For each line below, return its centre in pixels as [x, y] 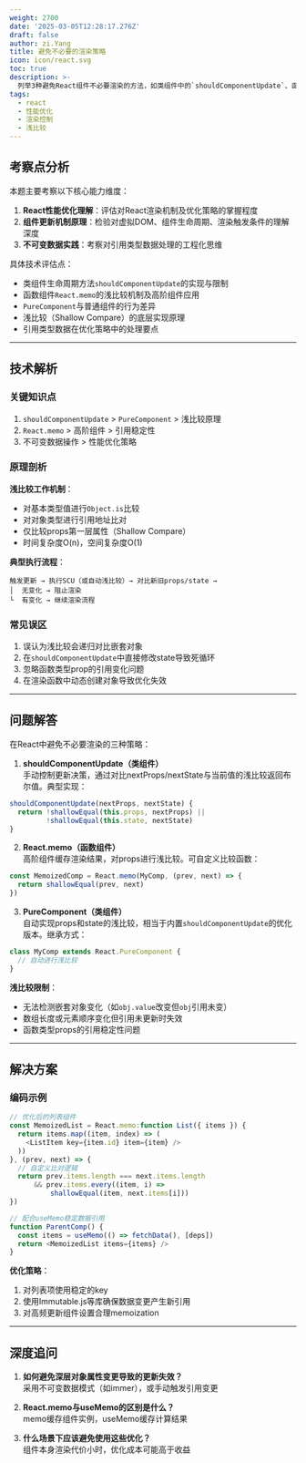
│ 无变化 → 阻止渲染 [46, 590]
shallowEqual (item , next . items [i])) [119, 1194]
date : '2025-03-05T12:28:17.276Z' [75, 26]
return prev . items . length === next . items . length [112, 1177]
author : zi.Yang [40, 43]
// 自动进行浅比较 [48, 960]
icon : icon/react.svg [51, 60]
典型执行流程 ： [37, 562]
